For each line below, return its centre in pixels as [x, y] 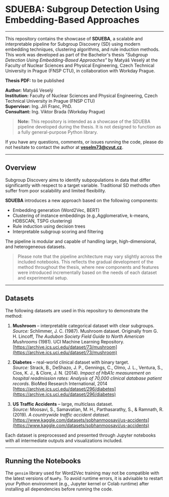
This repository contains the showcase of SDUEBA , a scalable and [74, 38]
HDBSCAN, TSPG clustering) [42, 221]
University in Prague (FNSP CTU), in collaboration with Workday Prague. [80, 70]
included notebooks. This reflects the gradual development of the [85, 262]
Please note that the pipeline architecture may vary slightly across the [90, 256]
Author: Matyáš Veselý [29, 90]
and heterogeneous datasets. [36, 246]
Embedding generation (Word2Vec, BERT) [56, 210]
